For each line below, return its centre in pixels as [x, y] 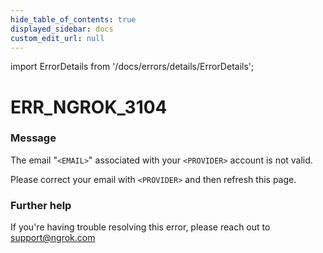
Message [33, 138]
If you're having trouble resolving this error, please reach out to [140, 227]
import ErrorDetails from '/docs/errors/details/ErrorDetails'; [132, 67]
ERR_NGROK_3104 [89, 107]
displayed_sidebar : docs [62, 29]
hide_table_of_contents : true [73, 19]
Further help [41, 205]
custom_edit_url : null [57, 38]
